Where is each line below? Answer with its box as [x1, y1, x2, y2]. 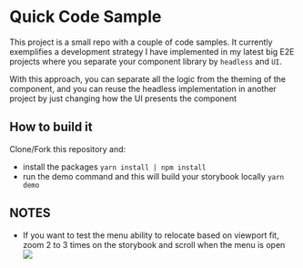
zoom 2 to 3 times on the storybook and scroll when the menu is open [22, 239, 286, 250]
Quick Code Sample [9, 6, 162, 27]
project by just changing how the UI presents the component [9, 93, 237, 104]
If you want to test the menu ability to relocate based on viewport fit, [22, 230, 279, 241]
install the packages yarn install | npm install [22, 161, 207, 172]
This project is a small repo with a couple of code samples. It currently [9, 36, 273, 47]
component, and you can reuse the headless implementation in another [9, 83, 278, 94]
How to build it [9, 119, 93, 135]
